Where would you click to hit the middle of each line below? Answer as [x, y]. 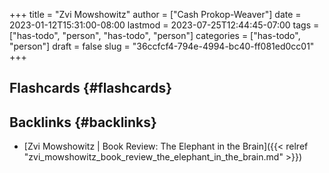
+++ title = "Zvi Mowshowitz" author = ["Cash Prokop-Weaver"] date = [155, 14]
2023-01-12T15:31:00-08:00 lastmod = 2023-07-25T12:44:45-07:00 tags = [164, 25]
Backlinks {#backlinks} [83, 122]
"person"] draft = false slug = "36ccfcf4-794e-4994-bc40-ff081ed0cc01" [162, 46]
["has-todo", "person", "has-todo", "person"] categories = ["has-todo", [155, 35]
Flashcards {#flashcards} [90, 88]
